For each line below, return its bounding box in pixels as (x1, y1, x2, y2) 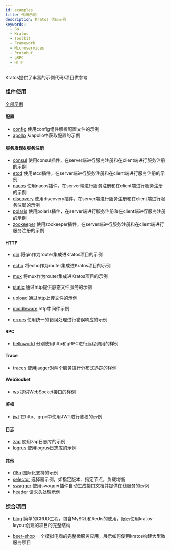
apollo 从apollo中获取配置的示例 (12, 132, 80, 138)
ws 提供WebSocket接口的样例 (12, 389, 76, 395)
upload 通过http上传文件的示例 (12, 295, 78, 301)
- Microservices (10, 45, 44, 51)
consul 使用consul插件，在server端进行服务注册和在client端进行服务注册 (12, 157, 166, 163)
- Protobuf (10, 50, 33, 55)
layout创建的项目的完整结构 (12, 522, 70, 528)
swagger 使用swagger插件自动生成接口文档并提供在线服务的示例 (12, 483, 150, 489)
